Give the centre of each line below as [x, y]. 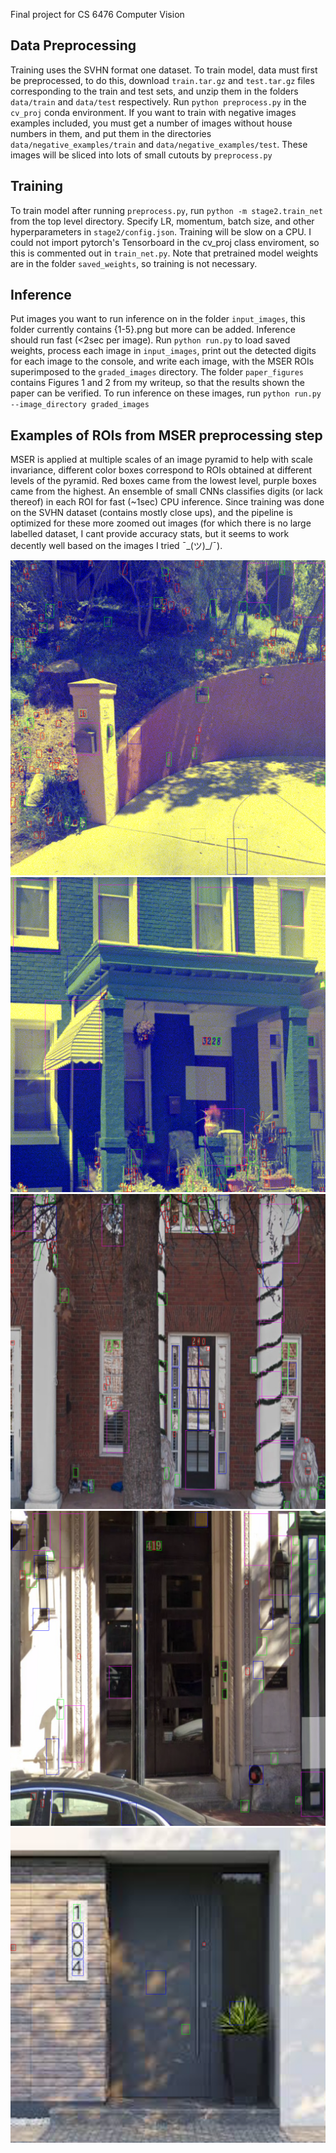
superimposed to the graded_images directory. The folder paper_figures [157, 372]
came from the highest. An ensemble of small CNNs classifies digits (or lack [167, 491]
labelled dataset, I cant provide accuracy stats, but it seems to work [150, 534]
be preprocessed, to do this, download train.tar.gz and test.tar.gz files [162, 80]
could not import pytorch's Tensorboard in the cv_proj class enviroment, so [165, 242]
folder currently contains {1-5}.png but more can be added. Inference [153, 330]
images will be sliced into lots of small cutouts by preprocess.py [141, 155]
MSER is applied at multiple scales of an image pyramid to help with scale [161, 460]
